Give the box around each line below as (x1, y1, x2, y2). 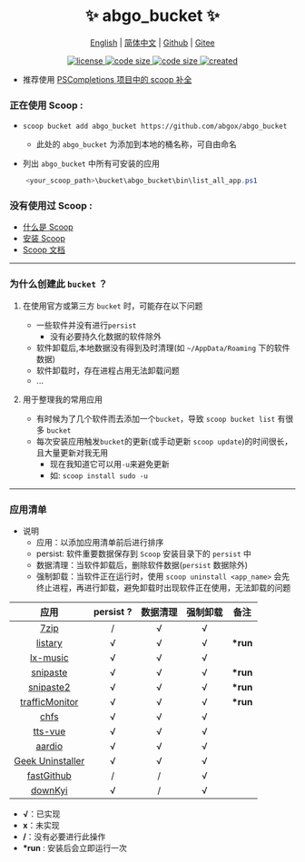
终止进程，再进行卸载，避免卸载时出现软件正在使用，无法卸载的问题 (35, 583, 291, 593)
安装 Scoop (22, 233, 66, 244)
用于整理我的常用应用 (22, 394, 103, 405)
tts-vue (33, 725, 66, 738)
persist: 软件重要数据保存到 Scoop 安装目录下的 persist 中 (35, 548, 251, 559)
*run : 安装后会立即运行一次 (22, 843, 127, 853)
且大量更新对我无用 (35, 446, 109, 458)
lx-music (30, 651, 70, 663)
